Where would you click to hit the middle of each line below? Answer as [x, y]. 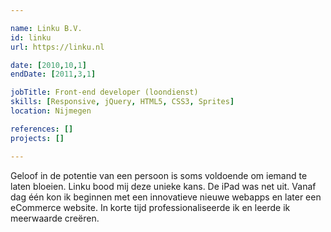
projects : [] [37, 138]
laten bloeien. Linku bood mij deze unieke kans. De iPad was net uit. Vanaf [163, 186]
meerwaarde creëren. [55, 218]
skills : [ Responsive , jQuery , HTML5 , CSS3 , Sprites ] [122, 102]
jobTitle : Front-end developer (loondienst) [104, 92]
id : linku [31, 37]
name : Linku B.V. [46, 28]
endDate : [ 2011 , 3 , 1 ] [53, 74]
